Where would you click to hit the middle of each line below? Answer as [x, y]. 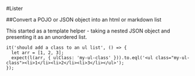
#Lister [15, 8]
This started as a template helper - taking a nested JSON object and [88, 31]
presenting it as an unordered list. [47, 37]
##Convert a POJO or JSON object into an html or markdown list [84, 19]
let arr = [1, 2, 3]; [38, 53]
